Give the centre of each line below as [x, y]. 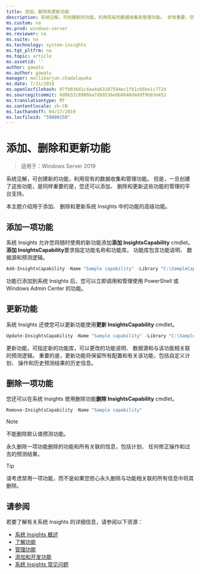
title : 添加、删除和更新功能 [38, 12]
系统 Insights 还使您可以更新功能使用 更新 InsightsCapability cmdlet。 [92, 324]
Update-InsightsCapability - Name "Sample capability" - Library [86, 336]
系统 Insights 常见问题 [42, 564]
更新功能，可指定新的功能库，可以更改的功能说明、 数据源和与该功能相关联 [98, 348]
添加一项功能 [30, 227]
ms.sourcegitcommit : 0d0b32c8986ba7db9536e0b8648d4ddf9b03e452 [86, 95]
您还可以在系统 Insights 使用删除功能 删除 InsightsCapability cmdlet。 [92, 399]
